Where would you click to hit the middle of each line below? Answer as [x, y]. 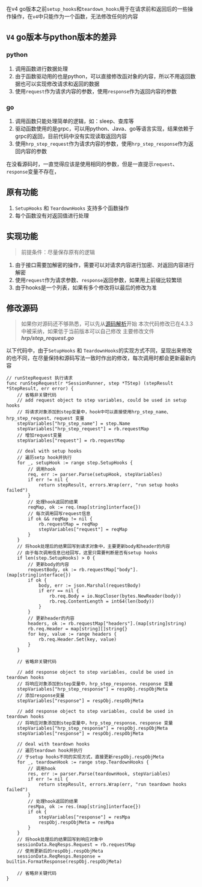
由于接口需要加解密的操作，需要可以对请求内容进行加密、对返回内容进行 [104, 265]
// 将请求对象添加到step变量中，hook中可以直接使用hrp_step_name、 [94, 412]
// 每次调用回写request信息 [59, 514]
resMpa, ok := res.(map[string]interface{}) [84, 807]
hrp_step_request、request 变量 [45, 418]
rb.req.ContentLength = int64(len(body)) [102, 601]
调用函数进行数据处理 [41, 69]
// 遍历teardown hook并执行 [50, 751]
